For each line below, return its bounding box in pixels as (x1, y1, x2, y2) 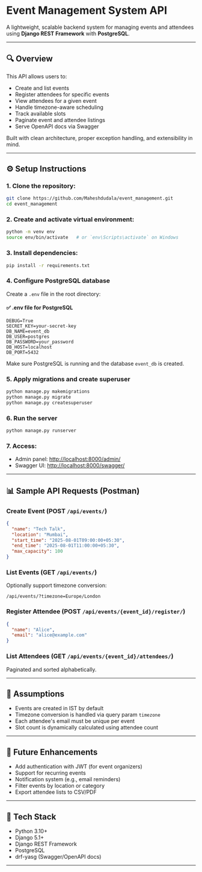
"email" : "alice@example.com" (11, 632, 87, 638)
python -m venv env (6, 229, 55, 235)
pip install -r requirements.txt (6, 262, 90, 268)
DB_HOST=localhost (6, 344, 52, 350)
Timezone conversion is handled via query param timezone (14, 711, 161, 719)
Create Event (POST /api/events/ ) (6, 506, 107, 515)
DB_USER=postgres (6, 333, 50, 340)
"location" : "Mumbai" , (11, 532, 69, 538)
